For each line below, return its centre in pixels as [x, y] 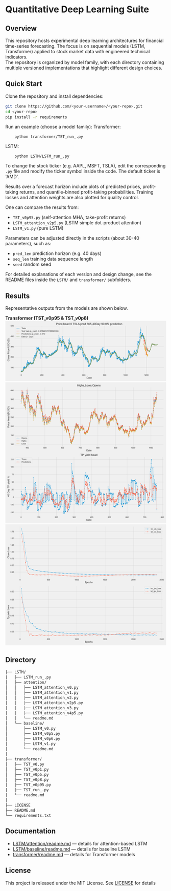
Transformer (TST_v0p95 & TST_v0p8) [47, 318]
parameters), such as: [28, 244]
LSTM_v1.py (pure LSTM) [38, 228]
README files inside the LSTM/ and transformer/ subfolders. [68, 280]
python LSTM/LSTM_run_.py [42, 156]
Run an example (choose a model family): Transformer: [63, 127]
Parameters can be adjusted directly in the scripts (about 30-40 [72, 238]
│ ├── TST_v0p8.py [27, 780]
